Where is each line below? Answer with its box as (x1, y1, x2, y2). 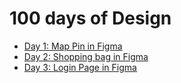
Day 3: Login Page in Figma (23, 61, 137, 73)
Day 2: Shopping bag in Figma (23, 50, 149, 62)
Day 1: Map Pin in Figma (23, 40, 123, 52)
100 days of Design (9, 7, 172, 30)
